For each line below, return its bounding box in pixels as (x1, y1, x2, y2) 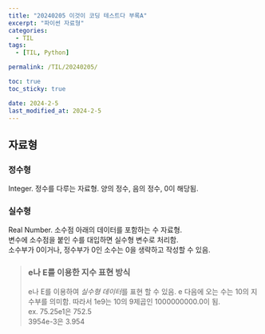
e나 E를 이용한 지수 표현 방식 (27, 267, 131, 278)
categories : (8, 26, 48, 34)
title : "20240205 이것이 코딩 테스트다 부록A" (8, 11, 148, 20)
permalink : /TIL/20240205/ (8, 63, 98, 72)
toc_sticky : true (8, 84, 66, 92)
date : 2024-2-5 (8, 99, 59, 108)
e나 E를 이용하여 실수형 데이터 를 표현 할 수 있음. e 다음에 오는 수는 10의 (27, 286, 250, 296)
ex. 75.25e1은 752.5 (27, 306, 92, 316)
